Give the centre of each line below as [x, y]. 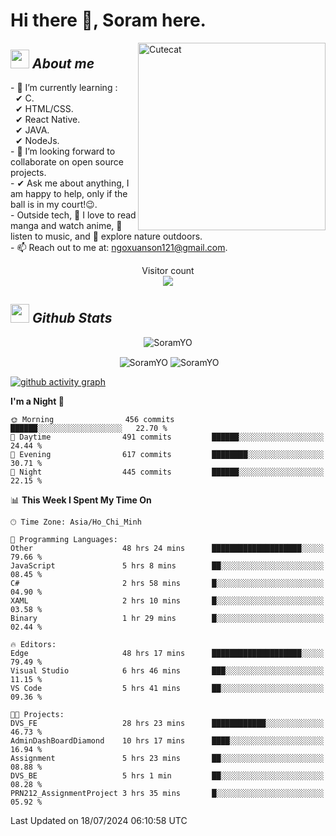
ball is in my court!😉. [54, 204]
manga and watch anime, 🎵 [66, 225]
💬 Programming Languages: [64, 540]
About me [63, 63]
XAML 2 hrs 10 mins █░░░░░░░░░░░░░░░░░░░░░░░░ [167, 601]
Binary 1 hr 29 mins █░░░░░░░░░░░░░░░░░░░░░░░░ [167, 619]
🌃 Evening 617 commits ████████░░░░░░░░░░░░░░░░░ [167, 455]
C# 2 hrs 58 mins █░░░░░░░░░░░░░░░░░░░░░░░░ [167, 584]
